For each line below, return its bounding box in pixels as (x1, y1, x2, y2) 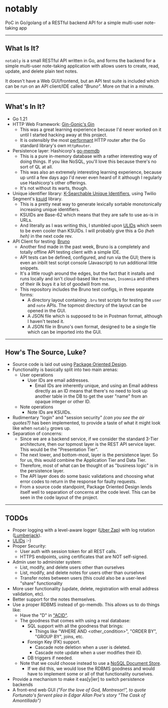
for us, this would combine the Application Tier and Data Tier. (19, 457, 146, 463)
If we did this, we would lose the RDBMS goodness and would (27, 665, 155, 672)
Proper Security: (12, 543, 46, 549)
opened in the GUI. (27, 307, 66, 313)
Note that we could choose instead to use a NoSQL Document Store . (19, 660, 161, 666)
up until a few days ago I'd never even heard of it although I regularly (19, 174, 162, 181)
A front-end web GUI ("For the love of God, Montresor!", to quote (12, 687, 146, 693)
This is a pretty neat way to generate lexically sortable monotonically (19, 201, 161, 207)
